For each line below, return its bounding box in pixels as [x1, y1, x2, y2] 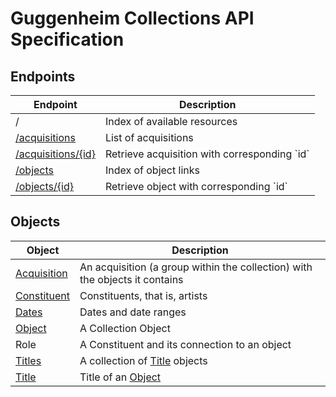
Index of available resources [104, 115, 238, 128]
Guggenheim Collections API [10, 7, 255, 30]
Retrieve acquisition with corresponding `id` [104, 147, 310, 161]
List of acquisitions [104, 131, 194, 144]
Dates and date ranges [79, 305, 187, 319]
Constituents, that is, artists [79, 288, 208, 302]
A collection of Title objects [79, 353, 208, 367]
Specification [10, 28, 125, 51]
